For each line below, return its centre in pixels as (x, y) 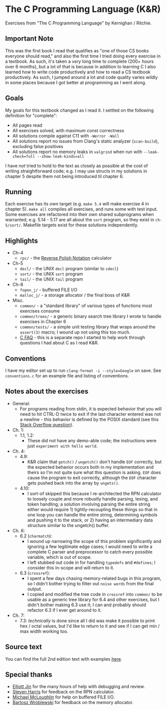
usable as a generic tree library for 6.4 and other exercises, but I (93, 599)
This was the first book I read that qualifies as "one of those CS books (77, 50)
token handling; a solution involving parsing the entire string (89, 504)
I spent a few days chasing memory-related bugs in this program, (94, 578)
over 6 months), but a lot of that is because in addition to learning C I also (81, 66)
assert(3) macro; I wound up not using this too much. (75, 332)
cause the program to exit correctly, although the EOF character (92, 478)
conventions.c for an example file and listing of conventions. (67, 376)
